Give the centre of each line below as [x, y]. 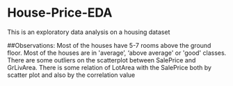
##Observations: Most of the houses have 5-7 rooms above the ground [109, 45]
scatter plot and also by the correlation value [71, 75]
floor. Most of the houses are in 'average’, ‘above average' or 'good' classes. [117, 53]
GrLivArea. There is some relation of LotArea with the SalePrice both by [110, 67]
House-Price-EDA [60, 13]
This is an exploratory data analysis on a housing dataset [89, 32]
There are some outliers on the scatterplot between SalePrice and [102, 60]
